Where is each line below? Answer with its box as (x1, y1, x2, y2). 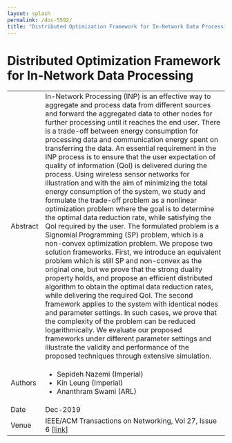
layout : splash (7, 10, 51, 17)
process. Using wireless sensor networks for (44, 170, 190, 179)
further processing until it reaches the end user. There (44, 118, 221, 127)
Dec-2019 (44, 405, 81, 415)
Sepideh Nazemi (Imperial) (57, 370, 144, 379)
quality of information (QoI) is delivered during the (44, 161, 208, 170)
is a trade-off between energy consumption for (44, 126, 199, 136)
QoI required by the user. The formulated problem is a (44, 221, 220, 231)
